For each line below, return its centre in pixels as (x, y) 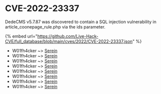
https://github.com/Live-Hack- (68, 36)
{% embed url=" (21, 36)
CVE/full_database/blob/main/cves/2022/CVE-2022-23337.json (69, 41)
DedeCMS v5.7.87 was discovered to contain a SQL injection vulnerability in (81, 22)
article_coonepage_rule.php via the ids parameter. (55, 27)
